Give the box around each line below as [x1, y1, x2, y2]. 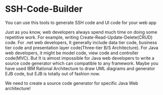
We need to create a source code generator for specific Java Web [5, 80, 139, 86]
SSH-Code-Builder [5, 3, 83, 15]
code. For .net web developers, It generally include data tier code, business [5, 39, 158, 45]
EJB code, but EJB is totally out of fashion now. [5, 71, 100, 76]
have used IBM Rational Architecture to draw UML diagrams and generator [5, 65, 156, 71]
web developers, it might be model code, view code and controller [5, 50, 139, 56]
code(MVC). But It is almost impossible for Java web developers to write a [5, 55, 155, 61]
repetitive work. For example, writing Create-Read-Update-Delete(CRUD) [5, 34, 153, 40]
